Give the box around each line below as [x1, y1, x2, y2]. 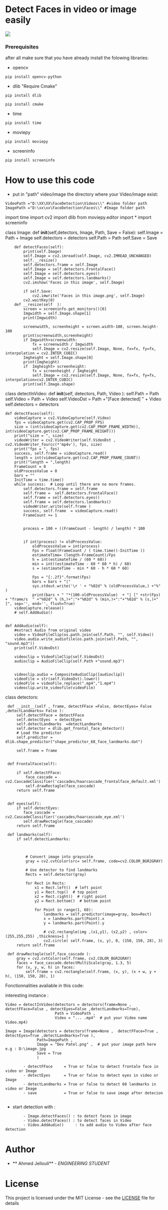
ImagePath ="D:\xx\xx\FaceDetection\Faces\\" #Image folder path [5, 206, 145, 211]
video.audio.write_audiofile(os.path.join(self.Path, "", [14, 637, 138, 642]
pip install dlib [5, 93, 42, 98]
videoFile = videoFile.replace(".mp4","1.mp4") [14, 681, 116, 686]
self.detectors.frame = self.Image [23, 262, 98, 267]
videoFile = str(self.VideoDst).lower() [14, 676, 100, 682]
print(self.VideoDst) [14, 645, 59, 650]
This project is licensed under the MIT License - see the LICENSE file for [5, 1195, 155, 1201]
